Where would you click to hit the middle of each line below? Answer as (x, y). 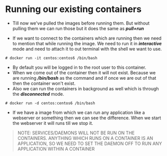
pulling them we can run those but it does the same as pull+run (78, 28)
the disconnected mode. (38, 94)
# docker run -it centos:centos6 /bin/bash (51, 58)
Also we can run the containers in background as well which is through (86, 88)
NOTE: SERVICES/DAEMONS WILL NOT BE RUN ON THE (76, 133)
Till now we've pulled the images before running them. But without (81, 23)
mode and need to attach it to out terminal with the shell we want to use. (87, 49)
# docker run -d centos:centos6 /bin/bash (50, 103)
